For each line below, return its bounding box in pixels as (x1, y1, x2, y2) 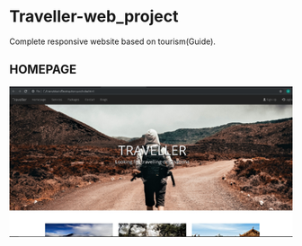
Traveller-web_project (9, 6, 179, 27)
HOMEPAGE (9, 62, 77, 77)
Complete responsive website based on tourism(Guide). (9, 36, 216, 47)
